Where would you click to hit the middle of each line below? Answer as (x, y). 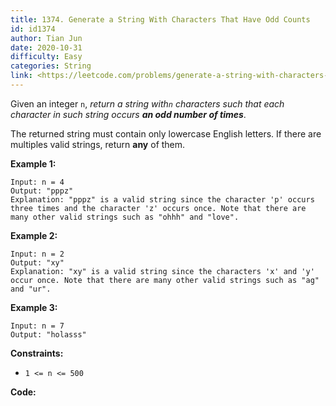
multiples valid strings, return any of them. (98, 144)
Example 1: (33, 163)
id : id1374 (33, 29)
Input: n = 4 (37, 182)
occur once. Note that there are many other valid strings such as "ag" (165, 280)
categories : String (51, 66)
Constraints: (37, 353)
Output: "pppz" (42, 191)
